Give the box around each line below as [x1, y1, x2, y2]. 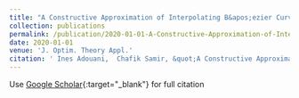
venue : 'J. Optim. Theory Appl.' [9, 46, 133, 55]
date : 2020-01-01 [9, 37, 74, 47]
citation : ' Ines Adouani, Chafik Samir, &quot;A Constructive [9, 54, 253, 63]
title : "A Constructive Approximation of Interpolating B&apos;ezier [9, 12, 273, 22]
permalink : [9, 29, 50, 38]
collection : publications [9, 21, 105, 30]
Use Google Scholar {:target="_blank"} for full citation [9, 79, 205, 89]
